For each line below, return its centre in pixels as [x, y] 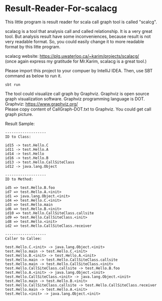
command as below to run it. [33, 76]
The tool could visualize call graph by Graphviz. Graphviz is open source [77, 94]
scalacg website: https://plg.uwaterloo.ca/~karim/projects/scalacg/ [72, 56]
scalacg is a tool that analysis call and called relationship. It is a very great [79, 31]
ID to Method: [19, 179]
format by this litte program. [33, 47]
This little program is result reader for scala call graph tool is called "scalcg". [81, 22]
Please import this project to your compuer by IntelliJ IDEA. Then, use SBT [79, 70]
